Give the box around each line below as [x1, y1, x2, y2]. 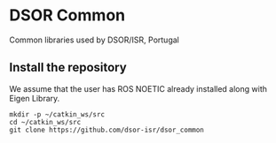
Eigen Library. [9, 93, 60, 103]
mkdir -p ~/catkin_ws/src [9, 109, 105, 119]
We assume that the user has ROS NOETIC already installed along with [9, 83, 268, 94]
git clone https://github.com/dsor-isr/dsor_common [9, 125, 204, 134]
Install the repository [9, 60, 127, 75]
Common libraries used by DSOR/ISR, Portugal [9, 34, 179, 45]
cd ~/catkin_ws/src [9, 117, 82, 126]
